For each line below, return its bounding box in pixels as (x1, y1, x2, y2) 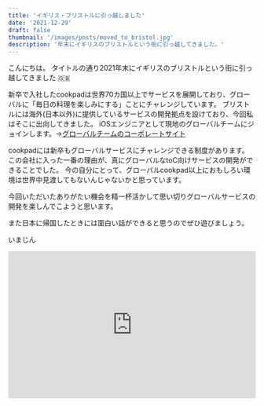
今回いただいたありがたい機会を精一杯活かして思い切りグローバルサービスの (8, 192, 256, 201)
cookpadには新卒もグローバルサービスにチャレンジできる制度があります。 (8, 146, 249, 155)
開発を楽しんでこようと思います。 (8, 202, 118, 211)
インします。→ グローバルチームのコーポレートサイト (14, 129, 186, 138)
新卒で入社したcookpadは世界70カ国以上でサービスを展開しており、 (8, 90, 230, 99)
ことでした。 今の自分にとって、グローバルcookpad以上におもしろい (21, 166, 244, 175)
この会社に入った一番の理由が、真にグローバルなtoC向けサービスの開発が (8, 155, 247, 165)
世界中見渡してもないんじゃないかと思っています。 (21, 175, 186, 185)
